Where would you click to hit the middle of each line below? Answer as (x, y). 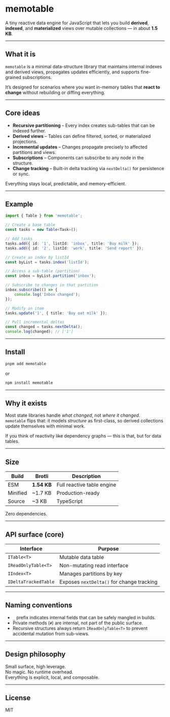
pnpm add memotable (26, 364)
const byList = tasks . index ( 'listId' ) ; (47, 262)
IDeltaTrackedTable (31, 582)
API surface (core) (35, 534)
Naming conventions (39, 605)
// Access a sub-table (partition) (43, 271)
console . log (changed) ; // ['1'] (39, 332)
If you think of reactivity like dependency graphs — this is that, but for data (83, 436)
